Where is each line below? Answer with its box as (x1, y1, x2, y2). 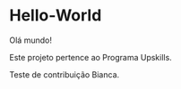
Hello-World (9, 5, 102, 26)
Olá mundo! (9, 35, 52, 45)
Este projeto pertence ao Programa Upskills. (9, 52, 172, 62)
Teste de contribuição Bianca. (9, 69, 120, 80)
